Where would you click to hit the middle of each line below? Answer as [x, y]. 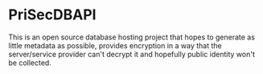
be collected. [30, 63]
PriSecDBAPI [52, 15]
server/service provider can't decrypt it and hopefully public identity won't [132, 54]
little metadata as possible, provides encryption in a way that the [115, 45]
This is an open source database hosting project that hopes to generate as [132, 37]
